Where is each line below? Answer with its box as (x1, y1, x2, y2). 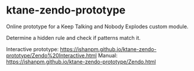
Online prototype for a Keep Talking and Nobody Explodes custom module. (6, 23, 189, 30)
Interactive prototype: (6, 45, 59, 53)
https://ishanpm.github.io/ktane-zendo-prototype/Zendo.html (6, 58, 156, 65)
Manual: (98, 52, 118, 59)
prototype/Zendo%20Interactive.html (6, 52, 97, 59)
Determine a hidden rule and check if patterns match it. (6, 34, 141, 41)
